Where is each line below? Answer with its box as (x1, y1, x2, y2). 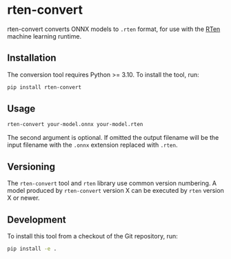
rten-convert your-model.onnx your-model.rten (7, 121, 143, 128)
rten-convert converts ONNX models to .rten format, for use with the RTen (7, 25, 221, 33)
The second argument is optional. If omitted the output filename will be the (7, 134, 219, 142)
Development (7, 214, 67, 225)
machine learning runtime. (7, 32, 81, 40)
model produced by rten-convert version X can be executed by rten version (7, 187, 224, 195)
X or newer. (7, 194, 40, 202)
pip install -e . (7, 245, 57, 252)
